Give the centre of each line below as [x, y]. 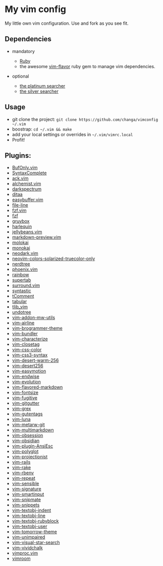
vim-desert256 [28, 366]
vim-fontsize [25, 393]
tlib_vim [20, 307]
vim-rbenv [23, 473]
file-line [20, 205]
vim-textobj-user [30, 526]
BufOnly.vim [25, 168]
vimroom [21, 558]
